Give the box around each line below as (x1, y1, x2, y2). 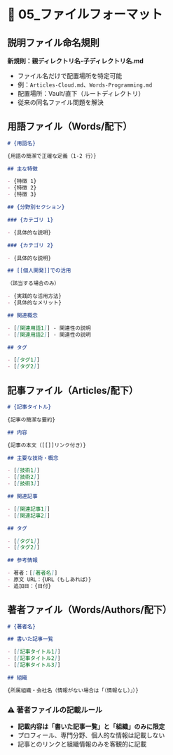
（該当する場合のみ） (7, 280, 60, 287)
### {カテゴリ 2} (7, 242, 54, 249)
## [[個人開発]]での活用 (7, 267, 71, 275)
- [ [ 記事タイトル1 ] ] (7, 649, 61, 656)
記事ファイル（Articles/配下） (7, 385, 139, 397)
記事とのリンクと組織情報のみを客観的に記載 (17, 740, 147, 748)
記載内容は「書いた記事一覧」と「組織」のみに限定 (17, 722, 165, 730)
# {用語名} (7, 139, 36, 146)
